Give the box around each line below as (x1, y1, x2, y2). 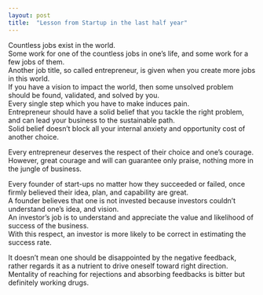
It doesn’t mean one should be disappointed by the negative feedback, (8, 253, 237, 262)
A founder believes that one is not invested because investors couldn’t (8, 195, 236, 205)
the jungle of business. (8, 164, 82, 173)
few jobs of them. (8, 56, 65, 67)
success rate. (8, 237, 53, 247)
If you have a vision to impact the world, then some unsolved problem (8, 82, 234, 91)
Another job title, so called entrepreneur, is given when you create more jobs (8, 65, 256, 75)
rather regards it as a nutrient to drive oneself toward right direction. (8, 260, 228, 271)
